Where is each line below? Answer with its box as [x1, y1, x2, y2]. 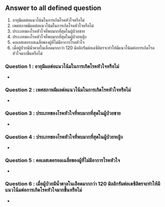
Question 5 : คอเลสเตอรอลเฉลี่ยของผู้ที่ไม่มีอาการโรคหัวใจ [5, 157, 120, 164]
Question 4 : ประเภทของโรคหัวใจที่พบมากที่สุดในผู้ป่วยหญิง [5, 133, 123, 140]
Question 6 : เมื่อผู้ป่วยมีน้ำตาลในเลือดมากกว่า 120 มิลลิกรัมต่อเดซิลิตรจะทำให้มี [5, 180, 161, 187]
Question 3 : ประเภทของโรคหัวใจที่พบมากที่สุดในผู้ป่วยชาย [5, 110, 121, 117]
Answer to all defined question [5, 4, 101, 12]
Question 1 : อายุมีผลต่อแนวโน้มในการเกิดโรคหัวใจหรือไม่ [5, 63, 119, 69]
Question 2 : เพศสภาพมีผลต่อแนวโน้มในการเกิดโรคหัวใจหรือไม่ [5, 86, 131, 93]
